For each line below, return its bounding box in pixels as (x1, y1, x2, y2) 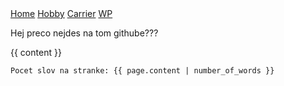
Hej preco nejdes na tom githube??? (10, 27, 159, 39)
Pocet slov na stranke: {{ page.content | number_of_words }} (10, 66, 275, 76)
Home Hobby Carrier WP (10, 8, 113, 19)
